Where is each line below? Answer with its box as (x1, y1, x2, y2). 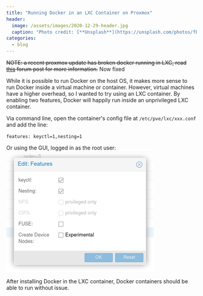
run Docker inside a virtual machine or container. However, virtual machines (6, 84, 195, 91)
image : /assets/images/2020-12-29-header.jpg (11, 22, 129, 28)
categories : (6, 35, 36, 42)
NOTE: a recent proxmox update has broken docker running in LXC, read (6, 59, 187, 66)
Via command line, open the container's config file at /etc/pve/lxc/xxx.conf (6, 115, 196, 122)
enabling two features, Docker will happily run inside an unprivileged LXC (6, 97, 189, 104)
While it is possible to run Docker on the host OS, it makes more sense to (6, 77, 188, 84)
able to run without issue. (6, 284, 69, 291)
